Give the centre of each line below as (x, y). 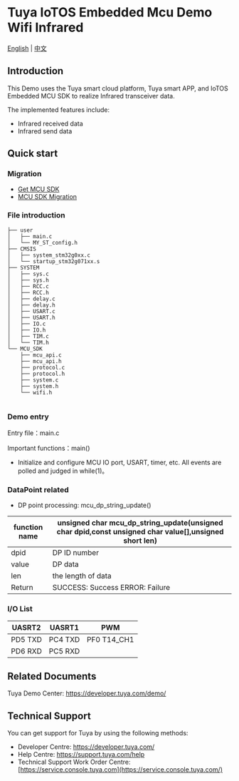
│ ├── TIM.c (28, 336)
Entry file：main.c (33, 433)
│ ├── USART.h (31, 317)
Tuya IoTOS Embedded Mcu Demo (110, 12)
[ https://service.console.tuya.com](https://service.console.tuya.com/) (120, 770)
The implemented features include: (59, 109)
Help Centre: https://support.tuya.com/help (81, 755)
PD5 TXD (27, 639)
